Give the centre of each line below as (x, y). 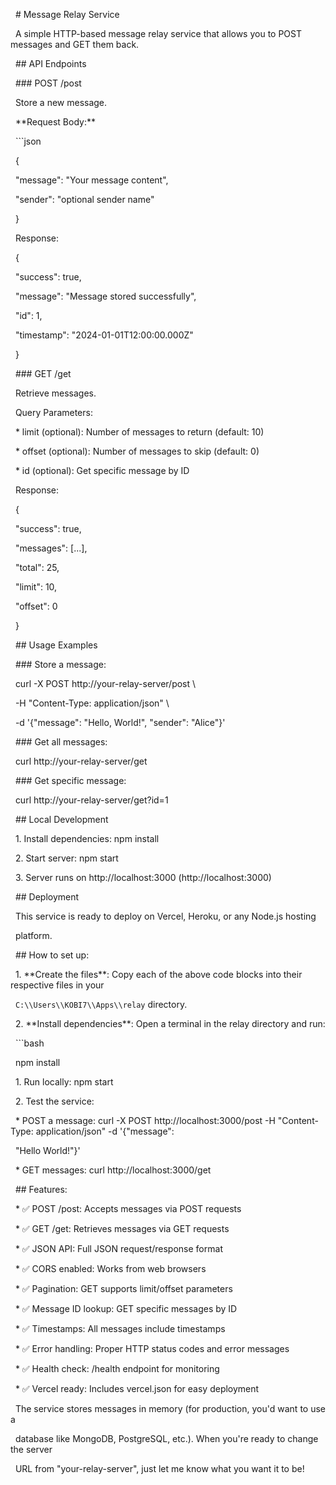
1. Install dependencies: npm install (87, 838)
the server (31, 1449)
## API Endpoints (50, 63)
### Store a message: (60, 664)
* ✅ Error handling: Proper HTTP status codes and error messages (152, 1348)
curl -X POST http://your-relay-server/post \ (105, 683)
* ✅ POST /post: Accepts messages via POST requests (128, 1208)
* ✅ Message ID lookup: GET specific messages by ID (126, 1308)
